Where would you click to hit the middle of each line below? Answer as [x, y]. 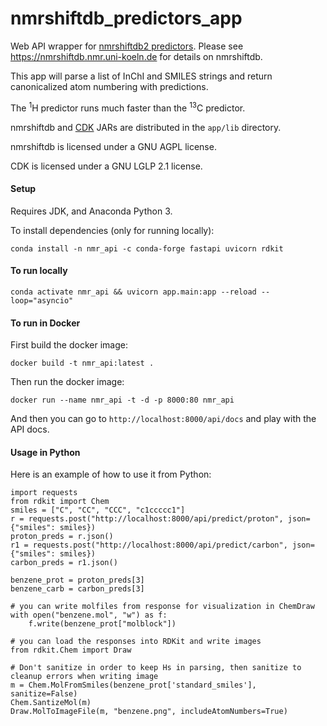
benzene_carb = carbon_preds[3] [77, 589]
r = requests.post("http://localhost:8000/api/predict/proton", [147, 519]
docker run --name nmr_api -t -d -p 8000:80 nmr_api [122, 400]
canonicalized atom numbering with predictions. [109, 86]
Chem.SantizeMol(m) [51, 703]
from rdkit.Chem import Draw [71, 650]
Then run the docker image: [67, 382]
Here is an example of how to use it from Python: [111, 474]
